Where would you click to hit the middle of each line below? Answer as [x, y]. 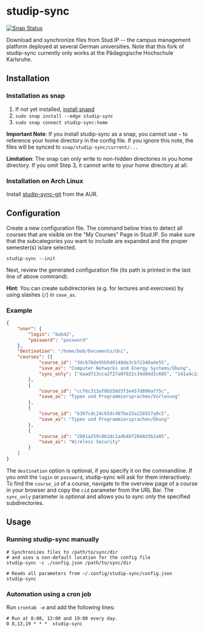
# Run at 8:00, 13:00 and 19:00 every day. [62, 618]
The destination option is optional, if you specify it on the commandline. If [99, 470]
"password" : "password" [58, 340]
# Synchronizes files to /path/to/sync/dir [62, 552]
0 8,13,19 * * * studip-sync [45, 624]
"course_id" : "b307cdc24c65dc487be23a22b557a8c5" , [104, 414]
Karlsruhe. [19, 59]
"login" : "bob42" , [51, 334]
